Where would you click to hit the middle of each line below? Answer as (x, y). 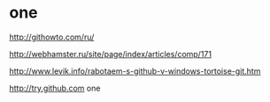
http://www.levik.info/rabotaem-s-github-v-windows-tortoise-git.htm (135, 71)
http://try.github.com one (55, 88)
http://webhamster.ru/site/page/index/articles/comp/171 (111, 54)
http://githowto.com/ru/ (52, 37)
